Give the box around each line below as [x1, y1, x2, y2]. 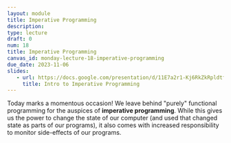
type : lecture [7, 29, 48, 36]
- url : [16, 74, 36, 81]
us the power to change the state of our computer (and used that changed [7, 114, 218, 122]
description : [7, 23, 45, 30]
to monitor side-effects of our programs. [7, 129, 122, 137]
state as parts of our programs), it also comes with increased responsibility [7, 121, 219, 129]
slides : [7, 67, 30, 74]
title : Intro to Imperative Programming [22, 80, 140, 87]
